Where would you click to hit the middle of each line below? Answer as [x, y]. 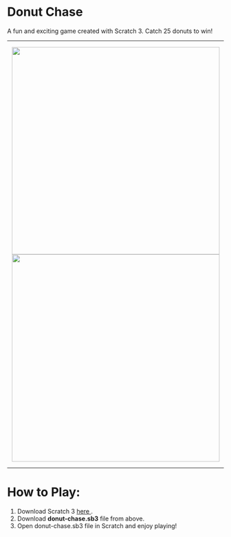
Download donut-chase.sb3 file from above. [81, 518]
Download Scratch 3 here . [55, 511]
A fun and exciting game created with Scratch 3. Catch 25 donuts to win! [110, 31]
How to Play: [44, 492]
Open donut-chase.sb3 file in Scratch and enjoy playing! [97, 525]
